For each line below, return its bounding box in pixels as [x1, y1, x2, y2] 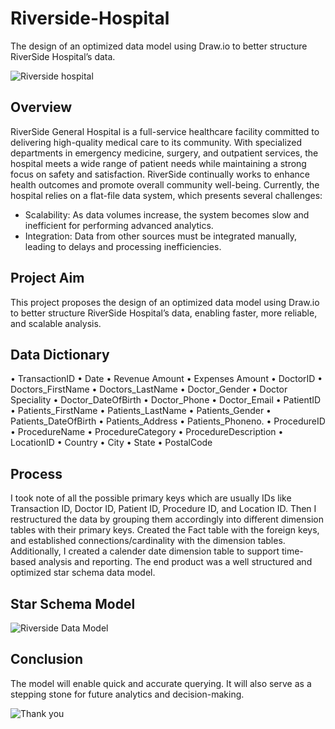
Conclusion [10, 651, 84, 668]
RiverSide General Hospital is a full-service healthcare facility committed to [10, 125, 320, 137]
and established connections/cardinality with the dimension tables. [10, 535, 286, 547]
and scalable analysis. [10, 317, 102, 329]
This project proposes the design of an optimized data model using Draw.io [10, 296, 320, 308]
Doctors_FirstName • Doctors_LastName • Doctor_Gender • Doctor [10, 383, 288, 396]
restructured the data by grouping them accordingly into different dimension [10, 513, 324, 526]
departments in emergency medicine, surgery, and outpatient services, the [10, 147, 319, 159]
